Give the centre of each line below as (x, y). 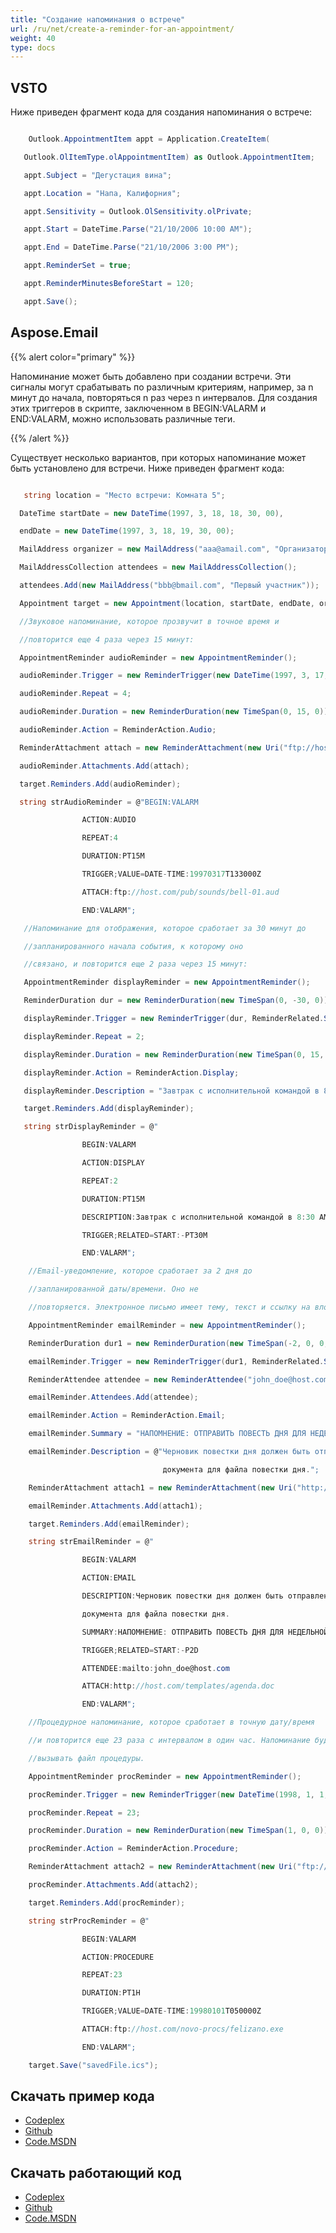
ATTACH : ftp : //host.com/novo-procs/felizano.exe (182, 2029)
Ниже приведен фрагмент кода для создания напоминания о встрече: (161, 112)
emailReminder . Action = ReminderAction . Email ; (127, 1416)
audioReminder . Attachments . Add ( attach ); (104, 766)
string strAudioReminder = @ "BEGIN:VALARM (109, 802)
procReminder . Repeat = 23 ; (84, 1812)
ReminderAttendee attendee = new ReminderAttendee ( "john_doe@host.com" (180, 1379)
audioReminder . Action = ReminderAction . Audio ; (118, 730)
